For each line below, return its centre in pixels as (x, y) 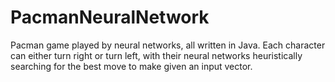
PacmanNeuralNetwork (110, 17)
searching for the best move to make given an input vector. (131, 66)
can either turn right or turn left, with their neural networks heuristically (156, 55)
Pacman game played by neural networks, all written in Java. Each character (168, 45)
